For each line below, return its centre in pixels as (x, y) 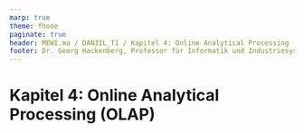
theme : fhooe (34, 26)
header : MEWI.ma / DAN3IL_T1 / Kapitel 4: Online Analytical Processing (149, 43)
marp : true (30, 18)
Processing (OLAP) (82, 115)
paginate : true (38, 34)
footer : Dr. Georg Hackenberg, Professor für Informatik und (127, 51)
